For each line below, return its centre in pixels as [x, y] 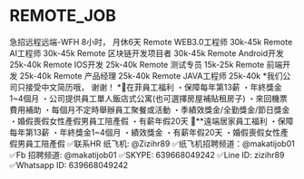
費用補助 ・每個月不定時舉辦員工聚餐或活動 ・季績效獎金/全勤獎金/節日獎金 [150, 109]
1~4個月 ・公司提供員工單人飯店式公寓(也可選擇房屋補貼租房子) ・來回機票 [149, 98]
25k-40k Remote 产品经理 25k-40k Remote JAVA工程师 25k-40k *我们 [151, 75]
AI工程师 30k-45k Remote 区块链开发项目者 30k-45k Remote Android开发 [147, 53]
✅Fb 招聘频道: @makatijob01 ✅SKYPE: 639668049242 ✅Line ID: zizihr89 [147, 155]
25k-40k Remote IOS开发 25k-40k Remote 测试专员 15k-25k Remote [137, 64]
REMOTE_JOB [63, 16]
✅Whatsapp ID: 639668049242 [69, 165]
